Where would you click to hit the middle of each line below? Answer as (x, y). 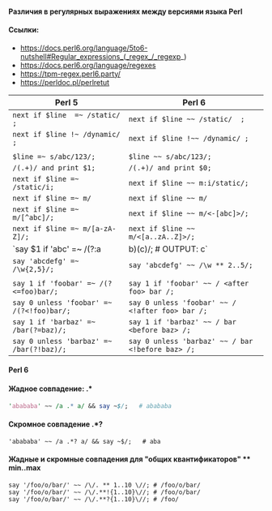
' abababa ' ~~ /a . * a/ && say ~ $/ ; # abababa (90, 406)
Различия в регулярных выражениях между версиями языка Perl (125, 11)
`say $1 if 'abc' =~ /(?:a (57, 249)
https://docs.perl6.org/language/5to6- (84, 48)
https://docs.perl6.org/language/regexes (88, 65)
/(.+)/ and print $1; (54, 167)
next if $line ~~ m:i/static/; (189, 183)
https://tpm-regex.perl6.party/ (70, 74)
